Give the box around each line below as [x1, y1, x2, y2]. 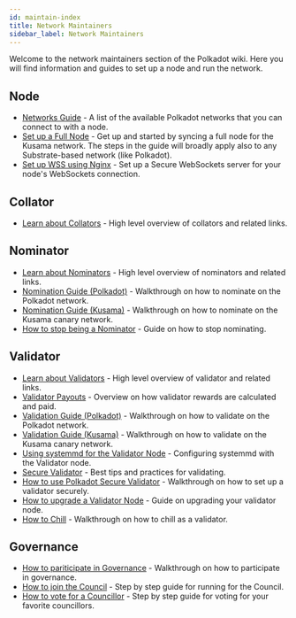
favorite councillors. [21, 600, 95, 611]
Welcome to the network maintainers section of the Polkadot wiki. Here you [9, 54, 284, 65]
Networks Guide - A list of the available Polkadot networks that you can [21, 112, 283, 123]
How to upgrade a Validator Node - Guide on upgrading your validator [21, 495, 277, 506]
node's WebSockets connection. [21, 169, 140, 180]
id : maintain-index [9, 12, 81, 22]
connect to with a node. [21, 121, 109, 133]
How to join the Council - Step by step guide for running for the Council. [21, 582, 285, 592]
